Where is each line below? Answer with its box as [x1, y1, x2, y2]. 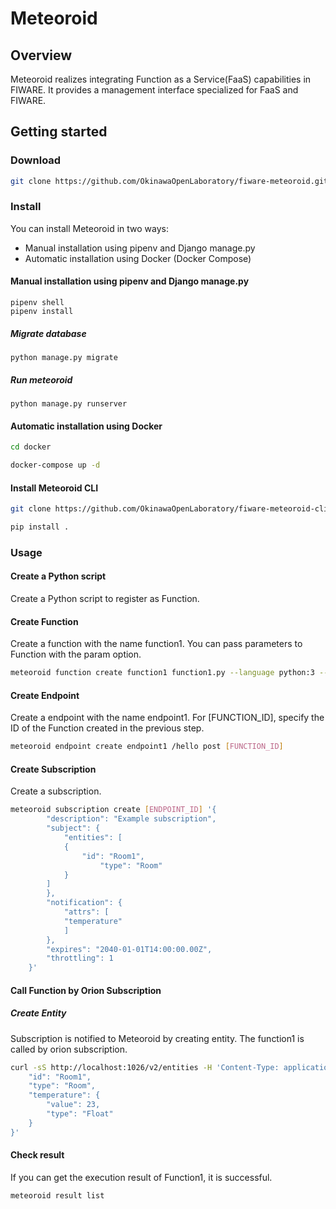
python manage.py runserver [10, 399, 128, 409]
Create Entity [10, 1007, 67, 1019]
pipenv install [10, 307, 74, 317]
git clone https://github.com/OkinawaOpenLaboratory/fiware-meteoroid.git [10, 176, 329, 186]
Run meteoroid [10, 373, 73, 386]
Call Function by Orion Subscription [10, 984, 162, 996]
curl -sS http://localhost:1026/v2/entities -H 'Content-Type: [10, 1062, 280, 1072]
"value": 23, [46, 1100, 101, 1110]
